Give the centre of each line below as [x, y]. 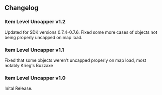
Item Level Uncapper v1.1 [34, 50]
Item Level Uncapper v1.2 [35, 22]
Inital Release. [18, 88]
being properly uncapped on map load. [44, 37]
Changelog [22, 8]
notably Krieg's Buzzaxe [29, 65]
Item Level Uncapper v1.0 [35, 78]
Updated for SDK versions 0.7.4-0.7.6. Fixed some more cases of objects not [81, 32]
